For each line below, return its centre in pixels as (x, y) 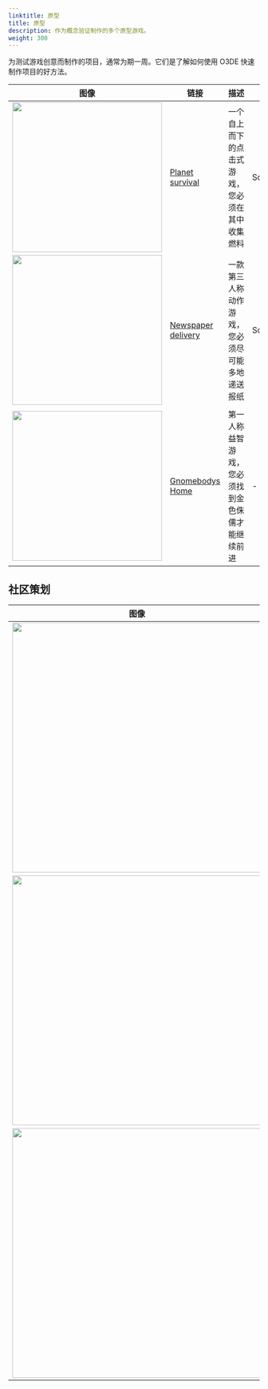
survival (185, 182)
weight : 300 (28, 38)
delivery (185, 335)
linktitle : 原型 (34, 16)
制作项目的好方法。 (40, 72)
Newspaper (192, 325)
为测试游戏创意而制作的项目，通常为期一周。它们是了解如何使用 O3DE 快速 (132, 62)
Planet (182, 173)
